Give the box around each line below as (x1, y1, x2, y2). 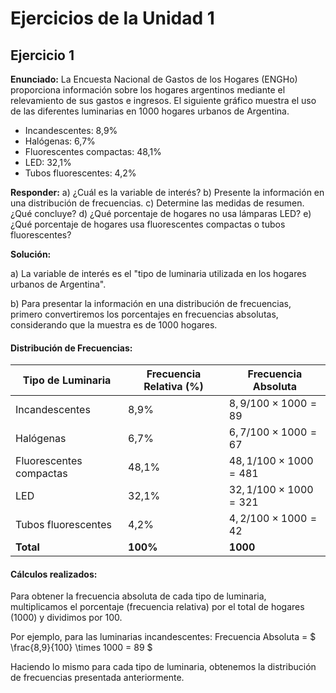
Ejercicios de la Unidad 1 (10, 7, 215, 30)
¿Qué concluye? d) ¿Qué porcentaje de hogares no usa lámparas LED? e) (10, 208, 312, 219)
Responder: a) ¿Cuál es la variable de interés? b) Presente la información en (10, 187, 325, 198)
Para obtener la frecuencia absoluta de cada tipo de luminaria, (10, 590, 267, 602)
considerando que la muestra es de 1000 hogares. (10, 319, 218, 331)
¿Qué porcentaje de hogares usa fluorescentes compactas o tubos (10, 218, 286, 230)
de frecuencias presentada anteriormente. (10, 672, 185, 684)
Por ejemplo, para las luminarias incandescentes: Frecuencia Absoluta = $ (10, 631, 317, 643)
